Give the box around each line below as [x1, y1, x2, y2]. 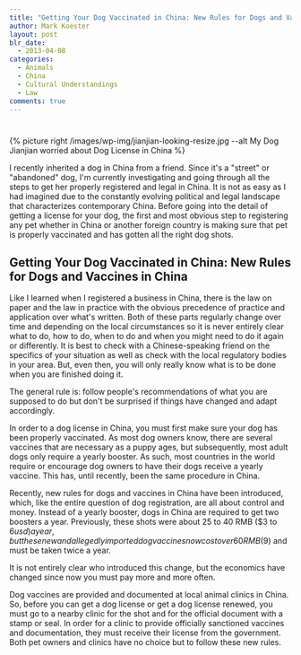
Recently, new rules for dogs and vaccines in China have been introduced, [9, 488, 284, 499]
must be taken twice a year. [9, 545, 112, 556]
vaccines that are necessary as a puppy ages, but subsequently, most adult [9, 441, 288, 453]
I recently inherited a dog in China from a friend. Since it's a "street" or [9, 162, 271, 173]
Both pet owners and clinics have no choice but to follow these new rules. [9, 637, 282, 648]
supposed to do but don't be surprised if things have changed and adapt [9, 396, 278, 406]
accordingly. [9, 406, 56, 416]
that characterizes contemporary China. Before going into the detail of [9, 200, 269, 211]
